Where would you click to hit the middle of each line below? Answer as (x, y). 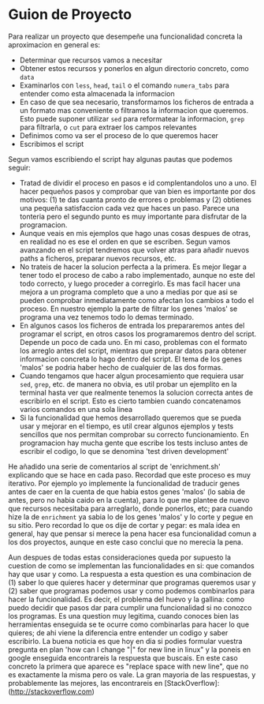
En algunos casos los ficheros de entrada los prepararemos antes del (132, 325)
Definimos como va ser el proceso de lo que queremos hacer (119, 135)
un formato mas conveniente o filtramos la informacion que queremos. (134, 110)
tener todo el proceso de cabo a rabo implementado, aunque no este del (137, 275)
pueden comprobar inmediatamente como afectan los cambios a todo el (137, 300)
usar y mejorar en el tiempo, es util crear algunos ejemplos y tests (126, 426)
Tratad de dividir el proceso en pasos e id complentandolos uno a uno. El (138, 182)
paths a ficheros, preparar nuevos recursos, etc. (98, 258)
